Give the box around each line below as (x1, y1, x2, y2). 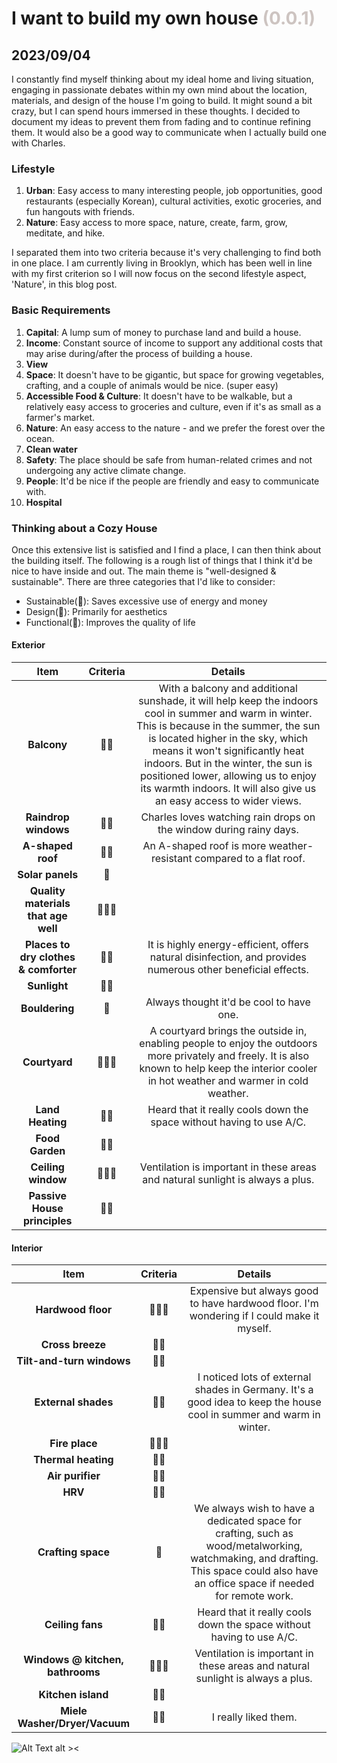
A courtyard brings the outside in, (149, 1024, 308, 1038)
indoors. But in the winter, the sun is (144, 757, 313, 771)
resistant (150, 852, 193, 866)
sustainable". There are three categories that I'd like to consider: (11, 575, 276, 587)
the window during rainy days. (157, 823, 299, 837)
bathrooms (47, 1665, 101, 1679)
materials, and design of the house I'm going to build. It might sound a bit (11, 95, 313, 106)
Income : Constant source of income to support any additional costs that (25, 337, 323, 349)
